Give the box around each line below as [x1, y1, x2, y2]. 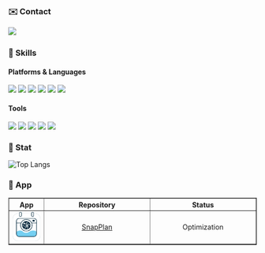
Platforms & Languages [8, 67, 87, 76]
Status [192, 199, 215, 210]
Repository [78, 199, 116, 210]
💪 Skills [8, 47, 37, 58]
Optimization [182, 222, 224, 232]
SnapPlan [81, 222, 113, 232]
